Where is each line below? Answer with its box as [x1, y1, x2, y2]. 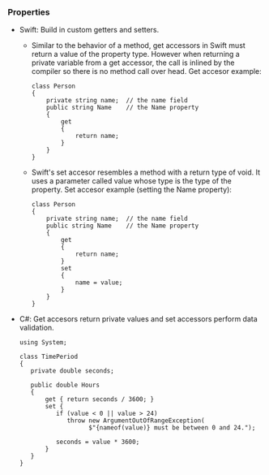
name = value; [75, 279, 123, 287]
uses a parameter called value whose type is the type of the [31, 176, 232, 186]
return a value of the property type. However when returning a [31, 50, 240, 59]
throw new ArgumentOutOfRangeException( [66, 417, 205, 425]
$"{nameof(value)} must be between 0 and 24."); [88, 424, 256, 432]
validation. [19, 323, 54, 333]
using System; [19, 339, 67, 347]
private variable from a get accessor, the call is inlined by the [31, 58, 235, 67]
